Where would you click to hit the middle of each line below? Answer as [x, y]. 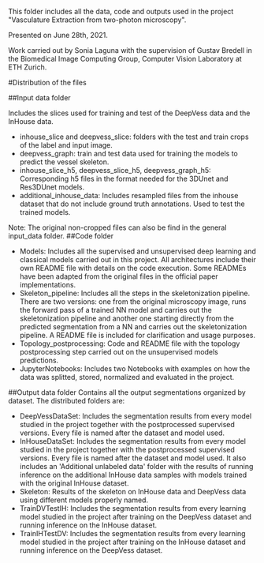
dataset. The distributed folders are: [67, 401]
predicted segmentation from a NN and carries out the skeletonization [133, 327]
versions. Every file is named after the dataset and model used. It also [133, 458]
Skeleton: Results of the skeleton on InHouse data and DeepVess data [133, 492]
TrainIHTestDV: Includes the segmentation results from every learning [132, 533]
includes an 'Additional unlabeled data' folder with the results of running [136, 466]
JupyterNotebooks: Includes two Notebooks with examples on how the [135, 369]
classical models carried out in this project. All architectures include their [138, 259]
